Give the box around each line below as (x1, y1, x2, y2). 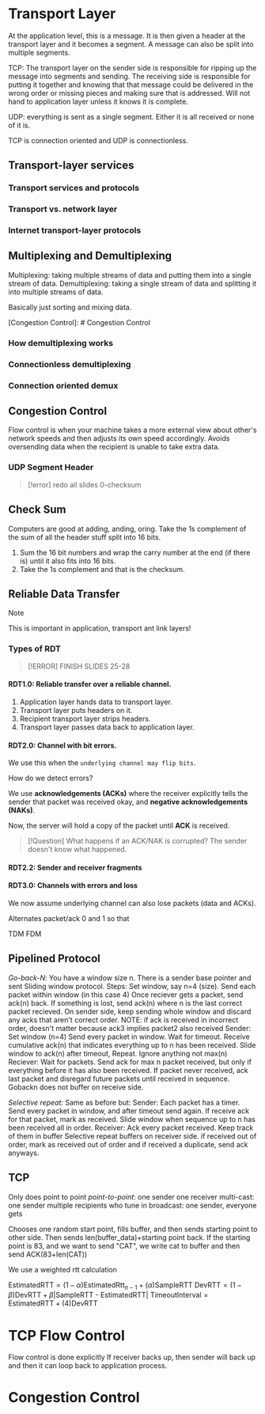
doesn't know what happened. (27, 844, 127, 855)
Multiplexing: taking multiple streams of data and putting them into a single (8, 270, 252, 279)
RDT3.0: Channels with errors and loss (8, 881, 138, 890)
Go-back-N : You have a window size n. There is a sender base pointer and (8, 972, 252, 982)
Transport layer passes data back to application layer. (19, 722, 195, 732)
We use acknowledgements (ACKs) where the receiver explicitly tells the (8, 789, 248, 798)
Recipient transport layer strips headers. (19, 714, 151, 723)
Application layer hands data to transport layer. (19, 697, 172, 707)
